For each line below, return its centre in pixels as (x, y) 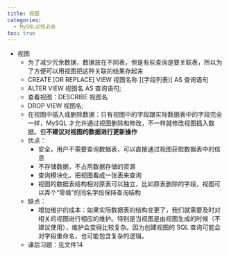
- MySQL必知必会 (35, 26)
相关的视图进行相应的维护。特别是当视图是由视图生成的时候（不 (129, 219)
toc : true (22, 33)
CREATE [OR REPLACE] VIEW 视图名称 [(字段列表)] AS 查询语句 (118, 80)
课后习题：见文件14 (55, 245)
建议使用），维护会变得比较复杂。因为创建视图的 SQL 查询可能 (126, 227)
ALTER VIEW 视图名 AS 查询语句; (74, 88)
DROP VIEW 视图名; (56, 106)
